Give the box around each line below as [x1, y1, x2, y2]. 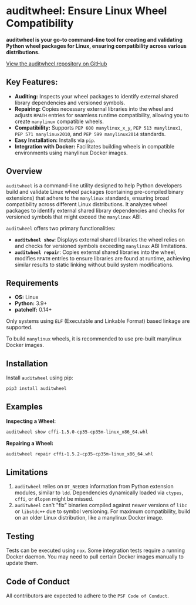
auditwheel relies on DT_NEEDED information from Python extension [14, 483, 174, 490]
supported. [6, 324, 33, 331]
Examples [6, 402, 43, 412]
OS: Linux [14, 293, 39, 301]
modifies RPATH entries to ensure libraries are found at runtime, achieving [14, 254, 191, 262]
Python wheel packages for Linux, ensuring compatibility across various [6, 42, 187, 49]
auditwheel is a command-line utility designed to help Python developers [6, 181, 182, 189]
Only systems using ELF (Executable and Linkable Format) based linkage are [6, 318, 190, 325]
